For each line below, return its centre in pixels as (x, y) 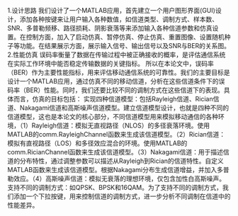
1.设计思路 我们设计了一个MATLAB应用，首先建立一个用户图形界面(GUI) (112, 10)
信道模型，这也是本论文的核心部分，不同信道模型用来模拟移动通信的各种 (113, 116)
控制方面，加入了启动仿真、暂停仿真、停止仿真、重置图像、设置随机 (125, 37)
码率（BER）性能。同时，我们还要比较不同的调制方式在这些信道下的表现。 (116, 90)
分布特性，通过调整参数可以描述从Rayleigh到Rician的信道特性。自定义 (122, 161)
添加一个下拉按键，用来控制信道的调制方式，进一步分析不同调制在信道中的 (122, 196)
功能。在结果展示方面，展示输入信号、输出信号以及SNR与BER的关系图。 (125, 46)
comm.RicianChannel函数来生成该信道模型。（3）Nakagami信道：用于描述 (115, 152)
